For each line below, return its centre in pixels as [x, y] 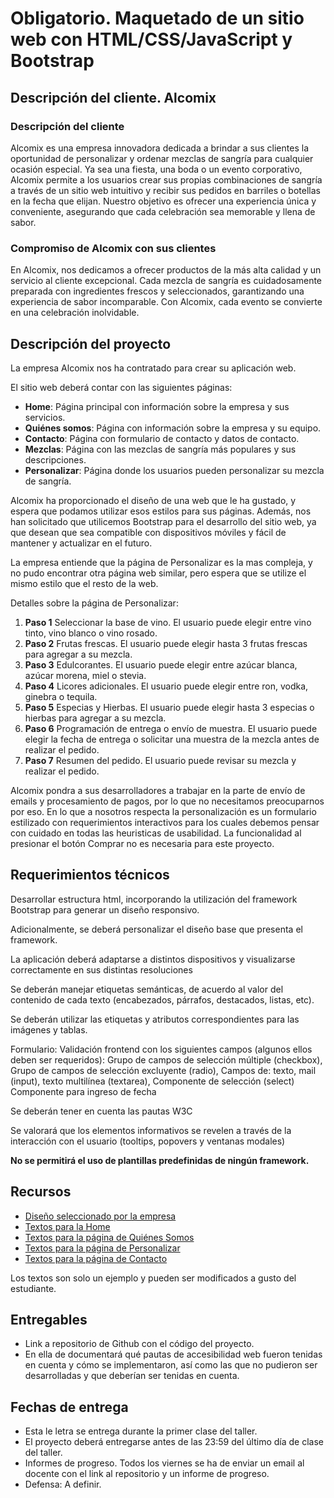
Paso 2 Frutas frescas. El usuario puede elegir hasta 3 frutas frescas [166, 643]
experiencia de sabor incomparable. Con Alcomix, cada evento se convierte [166, 302]
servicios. [45, 417]
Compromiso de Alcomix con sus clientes [113, 248]
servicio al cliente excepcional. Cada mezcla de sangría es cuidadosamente [166, 281]
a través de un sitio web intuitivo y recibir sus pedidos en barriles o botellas [165, 190]
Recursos [41, 1192]
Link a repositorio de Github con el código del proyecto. [139, 1344]
